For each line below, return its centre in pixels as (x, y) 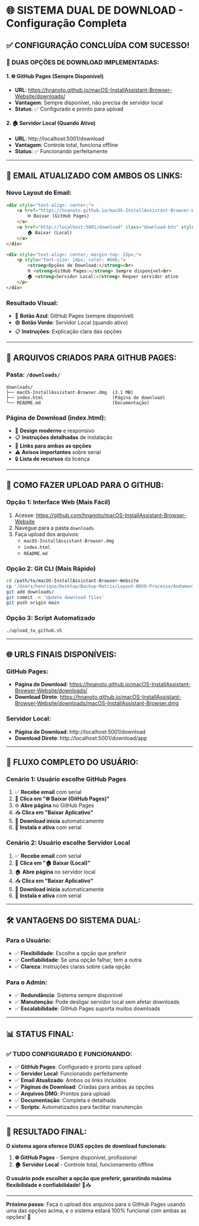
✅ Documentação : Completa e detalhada (65, 1101)
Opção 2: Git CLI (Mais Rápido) (51, 568)
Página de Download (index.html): (56, 418)
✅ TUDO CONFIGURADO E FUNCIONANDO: (69, 1054)
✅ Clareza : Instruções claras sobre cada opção (73, 967)
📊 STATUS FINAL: (40, 1034)
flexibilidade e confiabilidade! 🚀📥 (49, 1185)
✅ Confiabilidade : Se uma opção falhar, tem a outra (78, 960)
